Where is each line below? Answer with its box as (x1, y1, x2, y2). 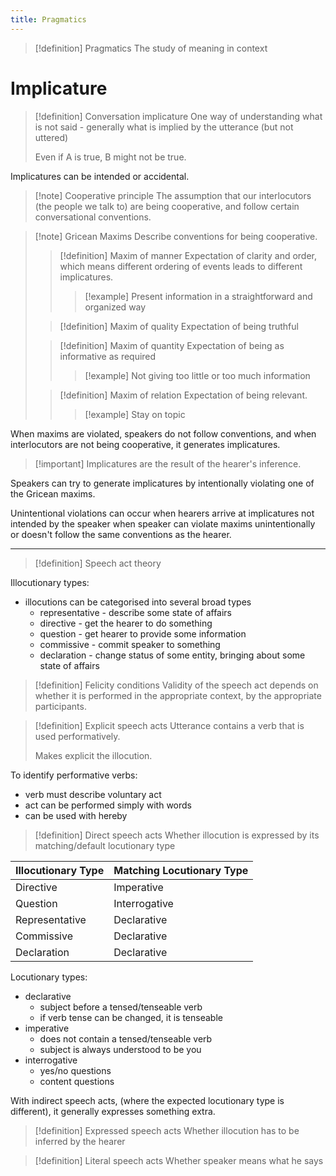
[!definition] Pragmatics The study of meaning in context (34, 42, 268, 54)
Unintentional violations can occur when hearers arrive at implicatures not (10, 507, 315, 519)
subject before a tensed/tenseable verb (39, 1001, 203, 1013)
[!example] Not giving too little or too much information (84, 369, 311, 381)
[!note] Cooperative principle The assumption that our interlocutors (34, 189, 312, 201)
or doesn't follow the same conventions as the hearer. (10, 528, 232, 540)
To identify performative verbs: (10, 769, 138, 781)
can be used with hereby (24, 809, 128, 821)
